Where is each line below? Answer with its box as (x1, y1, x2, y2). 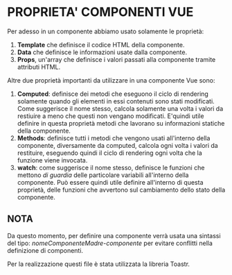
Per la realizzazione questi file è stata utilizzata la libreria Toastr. (7, 260, 190, 268)
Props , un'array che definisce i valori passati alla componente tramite (17, 55, 216, 63)
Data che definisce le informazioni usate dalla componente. (17, 48, 188, 56)
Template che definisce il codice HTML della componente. (17, 40, 185, 49)
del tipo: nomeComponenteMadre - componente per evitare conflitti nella (7, 239, 213, 247)
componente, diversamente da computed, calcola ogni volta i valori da (17, 141, 218, 149)
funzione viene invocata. (17, 156, 88, 164)
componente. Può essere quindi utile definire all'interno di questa (17, 178, 204, 186)
